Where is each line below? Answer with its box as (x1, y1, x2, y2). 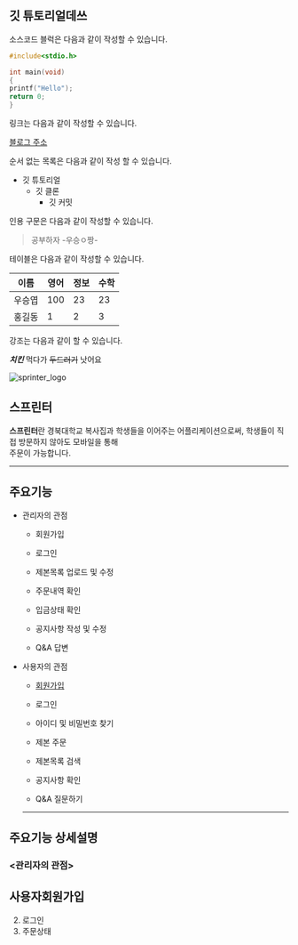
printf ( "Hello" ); (9, 84, 74, 93)
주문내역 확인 (35, 586, 82, 596)
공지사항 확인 (35, 774, 82, 785)
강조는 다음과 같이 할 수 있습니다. (9, 335, 123, 346)
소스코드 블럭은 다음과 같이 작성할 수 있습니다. (9, 34, 169, 44)
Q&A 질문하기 (35, 793, 83, 804)
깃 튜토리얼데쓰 (9, 8, 88, 24)
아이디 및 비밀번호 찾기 (35, 717, 114, 728)
